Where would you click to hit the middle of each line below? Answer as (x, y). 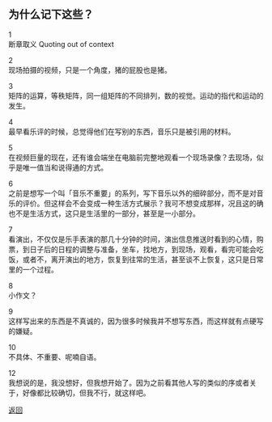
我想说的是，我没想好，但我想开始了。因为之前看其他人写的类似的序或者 (129, 382)
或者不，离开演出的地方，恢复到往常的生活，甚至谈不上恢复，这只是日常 (143, 259)
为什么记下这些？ (51, 15)
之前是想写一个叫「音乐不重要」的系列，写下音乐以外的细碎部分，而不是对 (132, 193)
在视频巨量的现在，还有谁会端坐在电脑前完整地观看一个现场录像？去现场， (132, 157)
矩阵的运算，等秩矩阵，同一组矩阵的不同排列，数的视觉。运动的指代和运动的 (136, 95)
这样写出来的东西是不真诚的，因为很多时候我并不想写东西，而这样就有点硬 (132, 321)
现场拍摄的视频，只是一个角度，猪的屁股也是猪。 (90, 70)
